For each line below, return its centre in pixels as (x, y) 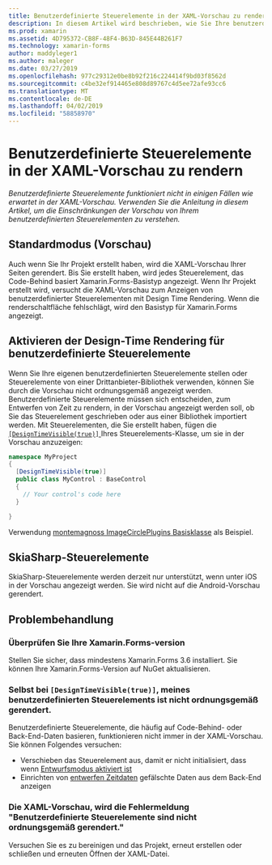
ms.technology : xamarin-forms (59, 46)
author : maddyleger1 (43, 53)
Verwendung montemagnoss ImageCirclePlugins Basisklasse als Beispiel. (131, 532)
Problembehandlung (61, 619)
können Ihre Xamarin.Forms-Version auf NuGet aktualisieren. (110, 669)
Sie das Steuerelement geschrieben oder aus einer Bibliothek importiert (127, 416)
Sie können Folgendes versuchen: (65, 744)
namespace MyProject (43, 457)
